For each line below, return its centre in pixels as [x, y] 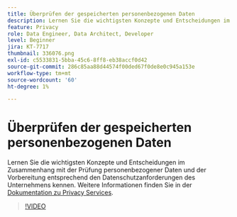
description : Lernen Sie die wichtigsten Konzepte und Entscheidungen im [119, 21]
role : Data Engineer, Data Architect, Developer [81, 34]
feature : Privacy [33, 27]
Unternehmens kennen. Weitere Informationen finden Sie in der [100, 185]
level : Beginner [31, 40]
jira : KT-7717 [28, 47]
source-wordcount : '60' [43, 80]
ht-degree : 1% [28, 87]
